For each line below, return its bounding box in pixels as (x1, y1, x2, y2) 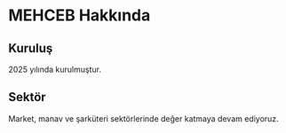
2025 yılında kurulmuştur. (8, 64, 101, 74)
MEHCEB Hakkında (8, 5, 151, 26)
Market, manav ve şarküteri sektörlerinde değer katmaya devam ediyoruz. (8, 113, 279, 124)
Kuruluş (8, 41, 53, 56)
